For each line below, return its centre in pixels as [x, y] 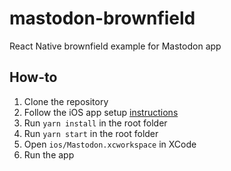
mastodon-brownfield [102, 18]
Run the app [49, 154]
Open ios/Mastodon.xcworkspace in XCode [110, 144]
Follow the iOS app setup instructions [101, 112]
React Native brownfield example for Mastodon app [115, 46]
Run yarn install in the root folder [95, 123]
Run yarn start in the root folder [91, 133]
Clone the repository [66, 101]
